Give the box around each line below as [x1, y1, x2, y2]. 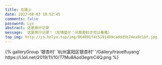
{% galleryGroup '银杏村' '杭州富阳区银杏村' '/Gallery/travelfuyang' [5, 49, 140, 55]
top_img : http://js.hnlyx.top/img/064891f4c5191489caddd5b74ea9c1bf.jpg [5, 35, 158, 40]
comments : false [5, 16, 38, 21]
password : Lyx [5, 21, 34, 26]
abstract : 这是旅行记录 [5, 26, 49, 31]
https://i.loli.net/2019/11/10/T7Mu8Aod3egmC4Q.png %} [5, 54, 119, 60]
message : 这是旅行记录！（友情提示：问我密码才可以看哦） [5, 30, 112, 35]
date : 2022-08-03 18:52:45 [5, 12, 61, 17]
